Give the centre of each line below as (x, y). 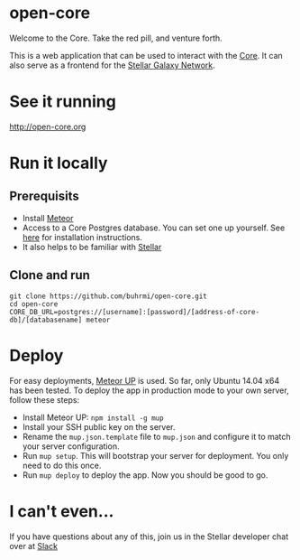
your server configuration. (71, 446)
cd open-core (34, 304)
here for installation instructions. (82, 237)
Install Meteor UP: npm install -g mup (93, 417)
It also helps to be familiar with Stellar (92, 247)
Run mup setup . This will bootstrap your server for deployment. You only (155, 455)
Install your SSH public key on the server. (99, 426)
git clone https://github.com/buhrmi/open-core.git (108, 296)
